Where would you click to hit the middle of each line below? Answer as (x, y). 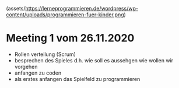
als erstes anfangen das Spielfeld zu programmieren (77, 79)
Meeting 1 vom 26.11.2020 (70, 38)
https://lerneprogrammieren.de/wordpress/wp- (82, 8)
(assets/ (16, 8)
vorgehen (26, 66)
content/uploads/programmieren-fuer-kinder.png (65, 15)
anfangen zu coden (38, 73)
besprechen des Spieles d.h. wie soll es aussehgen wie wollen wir (94, 60)
